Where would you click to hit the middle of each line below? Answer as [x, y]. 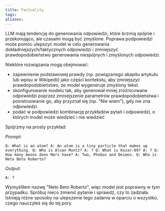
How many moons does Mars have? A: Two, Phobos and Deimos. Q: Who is [81, 155]
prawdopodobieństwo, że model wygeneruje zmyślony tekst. [76, 85]
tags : [11, 15]
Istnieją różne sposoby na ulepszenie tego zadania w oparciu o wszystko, [82, 198]
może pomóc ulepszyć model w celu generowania [57, 44]
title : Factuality [24, 10]
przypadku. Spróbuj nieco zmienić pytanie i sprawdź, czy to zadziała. [77, 192]
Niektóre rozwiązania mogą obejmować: [47, 65]
